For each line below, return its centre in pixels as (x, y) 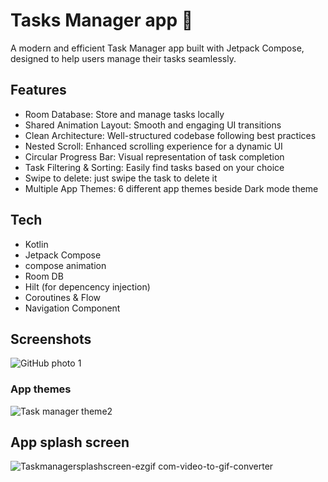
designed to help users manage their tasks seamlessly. (123, 58)
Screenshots (51, 339)
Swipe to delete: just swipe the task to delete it (121, 178)
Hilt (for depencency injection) (87, 286)
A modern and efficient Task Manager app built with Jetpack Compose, (157, 48)
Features (38, 90)
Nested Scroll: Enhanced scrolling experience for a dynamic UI (153, 146)
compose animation (65, 265)
